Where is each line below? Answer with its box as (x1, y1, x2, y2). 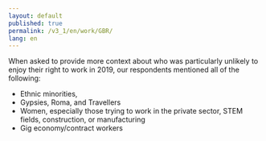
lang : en (8, 34, 38, 43)
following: (8, 73, 41, 83)
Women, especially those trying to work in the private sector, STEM (19, 106, 243, 116)
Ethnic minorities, (19, 89, 78, 99)
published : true (8, 19, 63, 27)
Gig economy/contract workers (19, 123, 123, 133)
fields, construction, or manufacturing (19, 114, 146, 125)
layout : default (8, 11, 63, 20)
